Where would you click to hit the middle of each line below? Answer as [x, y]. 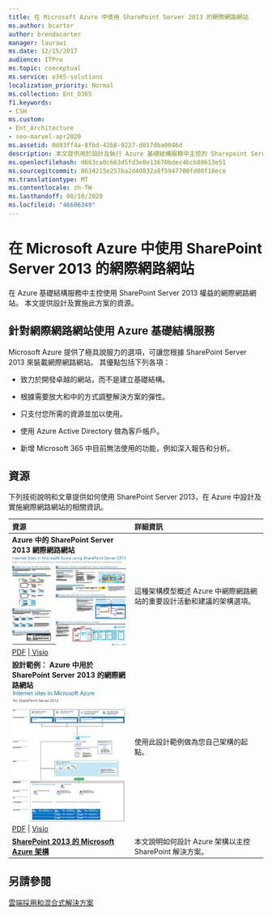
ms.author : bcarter [41, 26]
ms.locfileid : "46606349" [52, 205]
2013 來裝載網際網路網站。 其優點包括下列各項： [89, 362]
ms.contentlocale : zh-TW [50, 188]
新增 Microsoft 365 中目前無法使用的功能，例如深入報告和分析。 [127, 448]
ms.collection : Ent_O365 [50, 94]
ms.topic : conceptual [45, 69]
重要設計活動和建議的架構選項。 [202, 601]
